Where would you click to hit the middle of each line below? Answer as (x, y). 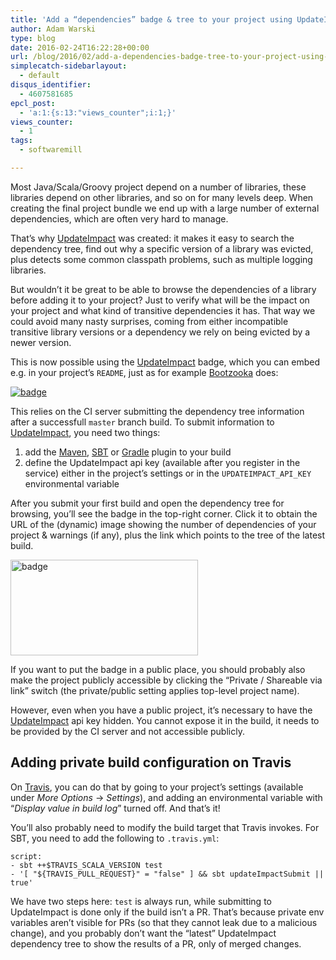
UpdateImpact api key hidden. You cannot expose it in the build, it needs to (165, 720)
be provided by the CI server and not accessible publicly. (127, 731)
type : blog (33, 38)
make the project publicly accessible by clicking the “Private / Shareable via (166, 680)
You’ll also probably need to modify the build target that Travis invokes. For (165, 827)
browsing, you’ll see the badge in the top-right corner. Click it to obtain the (164, 513)
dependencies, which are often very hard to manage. (119, 218)
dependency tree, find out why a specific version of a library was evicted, (162, 248)
